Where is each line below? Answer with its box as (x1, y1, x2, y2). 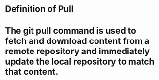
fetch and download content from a (5, 36, 150, 47)
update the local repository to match (5, 56, 155, 67)
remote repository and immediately (5, 46, 150, 57)
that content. (5, 67, 59, 78)
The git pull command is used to (5, 26, 137, 37)
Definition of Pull (5, 3, 74, 14)
